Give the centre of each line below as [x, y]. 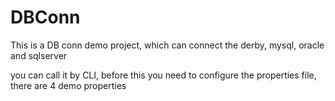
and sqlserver [39, 55]
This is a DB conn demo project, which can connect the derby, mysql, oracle [167, 45]
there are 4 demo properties [68, 85]
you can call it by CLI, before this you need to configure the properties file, [163, 75]
